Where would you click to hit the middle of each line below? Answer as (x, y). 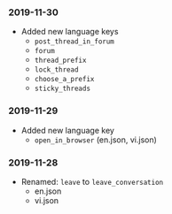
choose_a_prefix (64, 80)
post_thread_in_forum (74, 42)
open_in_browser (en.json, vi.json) (95, 140)
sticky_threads (62, 89)
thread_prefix (60, 61)
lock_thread (56, 70)
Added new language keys (70, 32)
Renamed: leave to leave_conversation (92, 181)
